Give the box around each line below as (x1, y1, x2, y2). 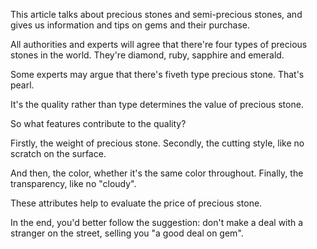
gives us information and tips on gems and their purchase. (10, 19, 251, 31)
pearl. (10, 79, 35, 91)
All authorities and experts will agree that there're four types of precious (10, 39, 308, 50)
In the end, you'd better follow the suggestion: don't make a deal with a (10, 217, 304, 228)
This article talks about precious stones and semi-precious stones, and (10, 9, 303, 20)
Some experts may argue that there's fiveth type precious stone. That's (10, 69, 305, 80)
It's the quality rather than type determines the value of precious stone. (10, 99, 304, 110)
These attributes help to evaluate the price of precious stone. (10, 197, 263, 209)
